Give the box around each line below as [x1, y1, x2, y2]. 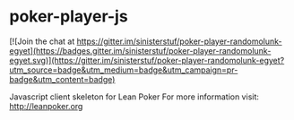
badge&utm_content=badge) [9, 73, 116, 84]
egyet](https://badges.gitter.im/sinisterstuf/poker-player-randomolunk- [9, 45, 272, 56]
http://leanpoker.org [9, 100, 83, 111]
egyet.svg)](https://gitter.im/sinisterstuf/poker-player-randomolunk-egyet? [9, 55, 285, 65]
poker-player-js [9, 6, 128, 27]
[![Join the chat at [9, 36, 75, 47]
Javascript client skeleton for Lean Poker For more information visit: [9, 91, 260, 102]
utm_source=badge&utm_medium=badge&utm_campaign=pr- [9, 64, 238, 75]
